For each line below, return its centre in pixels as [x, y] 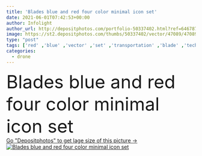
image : [14, 34]
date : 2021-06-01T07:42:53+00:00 [48, 17]
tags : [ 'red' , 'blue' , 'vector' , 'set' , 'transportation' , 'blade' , [95, 46]
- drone [21, 57]
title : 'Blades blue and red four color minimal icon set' [82, 12]
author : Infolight [29, 23]
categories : [21, 51]
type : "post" [23, 40]
